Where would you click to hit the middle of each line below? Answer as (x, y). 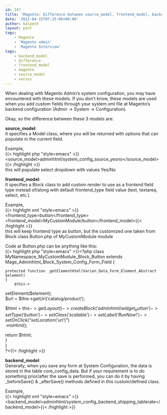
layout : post (19, 28)
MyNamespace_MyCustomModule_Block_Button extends (64, 256)
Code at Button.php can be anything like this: (51, 246)
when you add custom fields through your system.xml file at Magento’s (78, 104)
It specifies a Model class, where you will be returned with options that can (82, 133)
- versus (23, 79)
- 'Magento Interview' (38, 47)
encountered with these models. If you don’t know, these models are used (81, 98)
